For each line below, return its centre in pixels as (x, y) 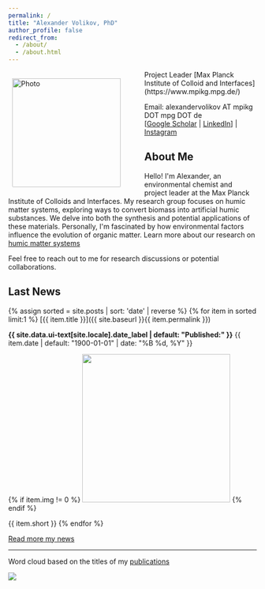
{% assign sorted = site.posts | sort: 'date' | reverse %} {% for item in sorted (132, 311)
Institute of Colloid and (181, 83)
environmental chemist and (188, 184)
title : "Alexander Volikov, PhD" (63, 23)
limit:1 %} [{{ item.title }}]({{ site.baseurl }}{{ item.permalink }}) (110, 319)
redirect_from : (33, 38)
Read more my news (41, 538)
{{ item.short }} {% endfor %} (56, 523)
